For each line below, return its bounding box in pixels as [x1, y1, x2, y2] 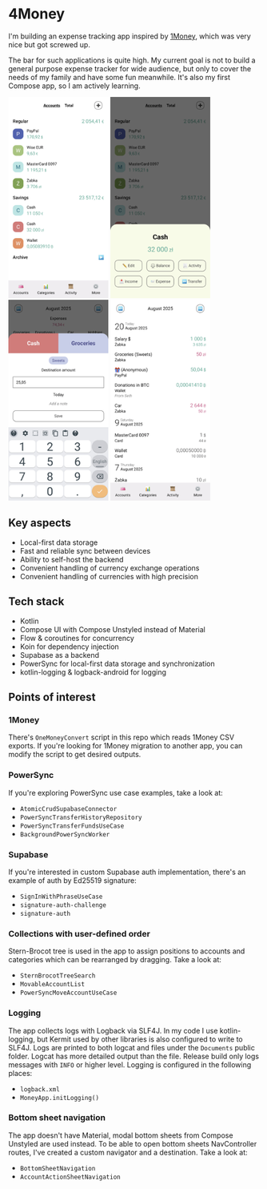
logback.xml [19, 1085, 60, 1094]
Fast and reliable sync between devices [19, 546, 151, 555]
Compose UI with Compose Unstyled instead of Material [19, 624, 206, 634]
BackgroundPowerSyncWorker [19, 830, 110, 838]
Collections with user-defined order [8, 928, 150, 939]
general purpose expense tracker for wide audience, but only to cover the [8, 63, 252, 73]
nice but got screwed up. [8, 39, 90, 49]
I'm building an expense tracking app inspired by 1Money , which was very [8, 31, 252, 41]
